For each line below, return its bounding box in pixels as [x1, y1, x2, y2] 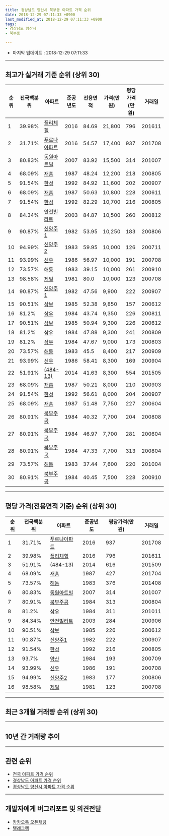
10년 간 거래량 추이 [5, 732, 60, 741]
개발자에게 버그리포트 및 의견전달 [5, 805, 102, 813]
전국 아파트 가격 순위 [12, 771, 53, 777]
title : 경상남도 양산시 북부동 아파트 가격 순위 [5, 7, 91, 13]
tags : [5, 21, 17, 27]
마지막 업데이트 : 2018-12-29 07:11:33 [12, 50, 88, 55]
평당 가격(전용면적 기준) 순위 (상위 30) [5, 502, 117, 511]
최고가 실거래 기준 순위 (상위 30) [5, 71, 100, 79]
